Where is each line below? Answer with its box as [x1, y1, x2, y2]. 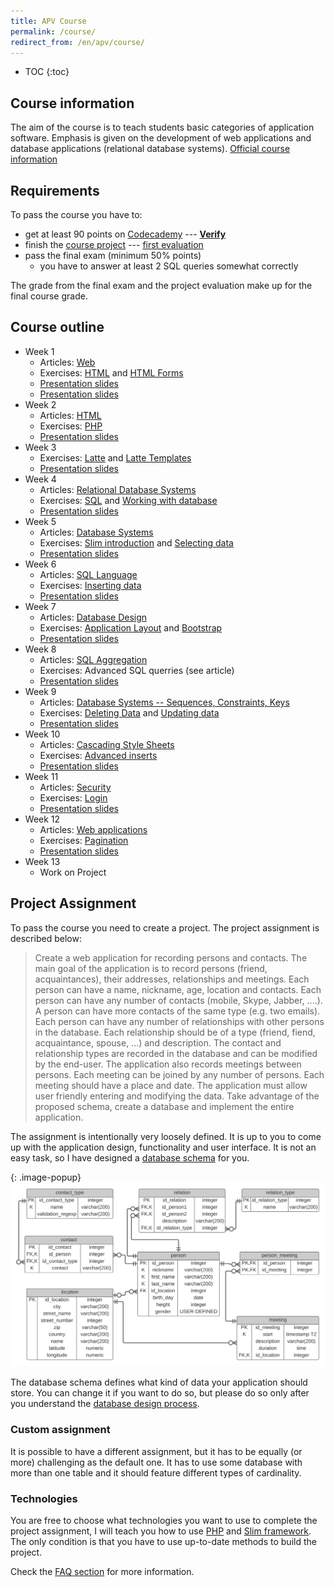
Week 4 [24, 473, 57, 485]
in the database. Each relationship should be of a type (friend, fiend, [34, 1026, 316, 1038]
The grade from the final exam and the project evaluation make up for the [10, 280, 313, 291]
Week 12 [24, 813, 61, 825]
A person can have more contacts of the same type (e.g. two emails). [34, 1005, 321, 1017]
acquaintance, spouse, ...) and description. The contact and [34, 1036, 282, 1049]
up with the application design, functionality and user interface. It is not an [10, 1141, 317, 1153]
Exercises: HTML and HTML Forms [39, 366, 184, 379]
